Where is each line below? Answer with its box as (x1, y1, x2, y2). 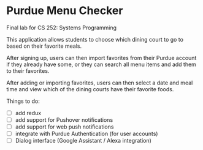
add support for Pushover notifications (15, 116, 113, 123)
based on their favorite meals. (6, 42, 82, 50)
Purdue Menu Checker (6, 4, 123, 18)
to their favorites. (6, 67, 50, 74)
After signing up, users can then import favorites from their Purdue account (6, 54, 197, 61)
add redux (15, 109, 42, 116)
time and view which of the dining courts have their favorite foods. (6, 85, 174, 92)
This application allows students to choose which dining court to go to (6, 36, 184, 43)
